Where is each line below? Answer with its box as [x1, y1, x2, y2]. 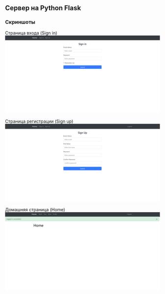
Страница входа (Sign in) [5, 30, 57, 36]
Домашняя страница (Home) [5, 206, 65, 212]
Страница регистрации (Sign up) [5, 118, 74, 124]
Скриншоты [5, 19, 36, 26]
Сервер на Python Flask [5, 4, 81, 12]
